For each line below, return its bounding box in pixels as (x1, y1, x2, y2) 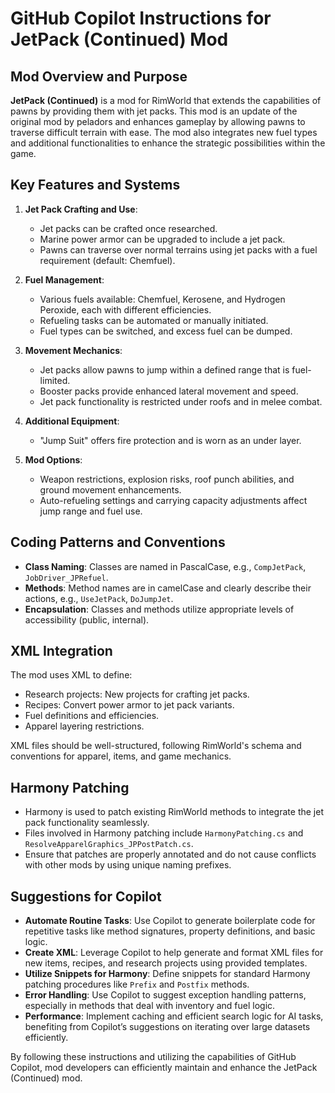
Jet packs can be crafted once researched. (39, 222, 218, 234)
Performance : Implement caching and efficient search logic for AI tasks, (24, 1010, 324, 1022)
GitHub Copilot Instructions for (10, 7, 272, 30)
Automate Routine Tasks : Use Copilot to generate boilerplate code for (24, 915, 316, 927)
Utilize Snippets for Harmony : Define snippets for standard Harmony (24, 968, 311, 980)
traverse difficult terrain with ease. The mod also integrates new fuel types (10, 127, 318, 138)
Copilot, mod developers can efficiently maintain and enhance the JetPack (10, 1062, 318, 1074)
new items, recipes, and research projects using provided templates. (24, 957, 308, 969)
